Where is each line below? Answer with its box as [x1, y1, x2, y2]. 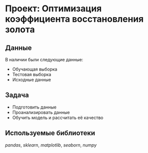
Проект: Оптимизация [5, 3, 102, 14]
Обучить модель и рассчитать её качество [12, 115, 104, 120]
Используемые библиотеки [5, 129, 95, 137]
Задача [5, 91, 29, 99]
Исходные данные [12, 77, 51, 82]
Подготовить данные [12, 104, 57, 110]
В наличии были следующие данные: [5, 57, 83, 62]
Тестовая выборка [12, 72, 51, 77]
